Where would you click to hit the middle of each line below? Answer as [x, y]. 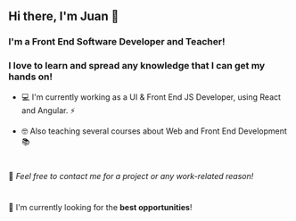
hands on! [30, 77]
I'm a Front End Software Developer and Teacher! [117, 42]
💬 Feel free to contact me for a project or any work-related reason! [131, 176]
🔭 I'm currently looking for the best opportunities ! [100, 207]
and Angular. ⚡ [48, 110]
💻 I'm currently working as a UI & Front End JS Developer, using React [151, 97]
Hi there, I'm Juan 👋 [64, 16]
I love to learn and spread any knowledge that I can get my [137, 66]
